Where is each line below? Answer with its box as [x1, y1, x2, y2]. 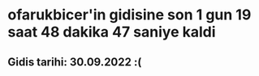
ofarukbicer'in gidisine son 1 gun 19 [7, 6, 252, 24]
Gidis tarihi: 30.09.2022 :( [7, 55, 142, 69]
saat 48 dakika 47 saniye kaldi [7, 23, 216, 41]
